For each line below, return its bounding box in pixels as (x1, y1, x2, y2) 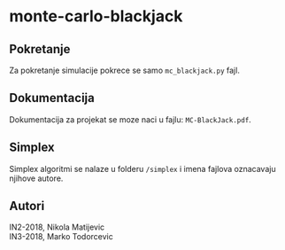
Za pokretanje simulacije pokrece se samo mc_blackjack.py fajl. (9, 65, 241, 75)
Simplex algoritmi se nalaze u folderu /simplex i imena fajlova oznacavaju (9, 163, 276, 174)
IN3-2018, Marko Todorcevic (9, 231, 113, 242)
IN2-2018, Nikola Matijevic (9, 222, 105, 232)
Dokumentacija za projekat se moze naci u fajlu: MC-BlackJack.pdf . (9, 113, 252, 125)
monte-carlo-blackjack (9, 6, 183, 27)
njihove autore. (9, 173, 64, 184)
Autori (9, 199, 45, 214)
